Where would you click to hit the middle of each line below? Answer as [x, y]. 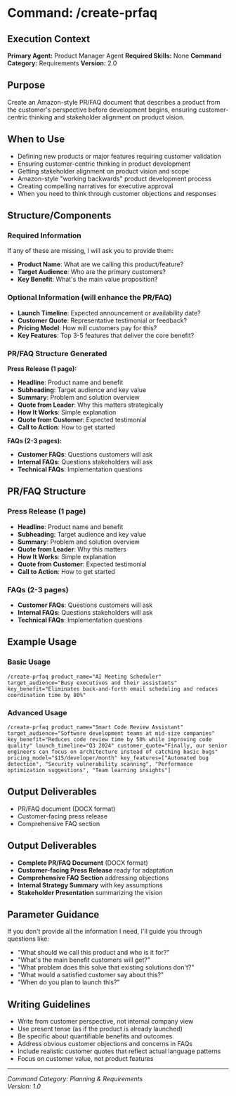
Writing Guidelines [49, 1004]
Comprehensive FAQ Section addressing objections [93, 878]
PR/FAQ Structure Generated [57, 353]
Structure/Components [59, 216]
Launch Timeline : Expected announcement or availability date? [109, 313]
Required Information [45, 235]
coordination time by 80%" [47, 695]
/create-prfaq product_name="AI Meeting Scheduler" [84, 677]
